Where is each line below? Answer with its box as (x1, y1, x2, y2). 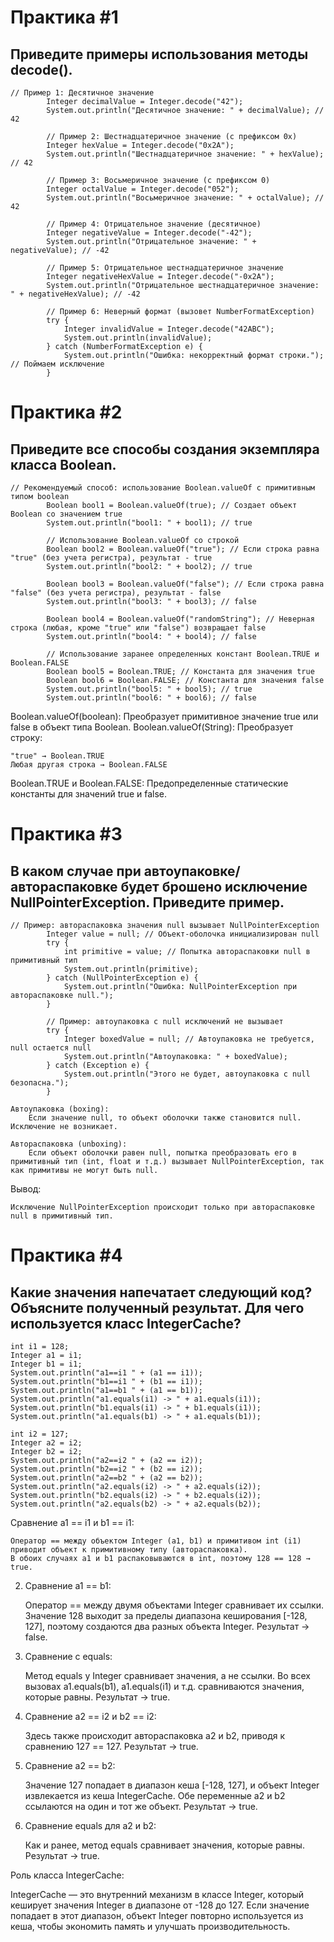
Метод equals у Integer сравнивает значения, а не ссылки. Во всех (24, 1670, 311, 1681)
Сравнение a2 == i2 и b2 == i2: (24, 1711, 157, 1722)
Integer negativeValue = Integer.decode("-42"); (46, 228, 253, 238)
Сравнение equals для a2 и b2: (24, 1820, 157, 1831)
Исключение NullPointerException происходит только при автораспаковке (10, 1202, 315, 1212)
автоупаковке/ (143, 862, 241, 880)
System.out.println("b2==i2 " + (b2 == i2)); (10, 1464, 203, 1474)
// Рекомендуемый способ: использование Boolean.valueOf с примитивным (10, 483, 315, 493)
